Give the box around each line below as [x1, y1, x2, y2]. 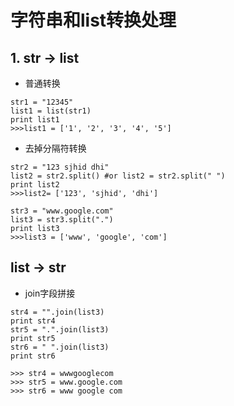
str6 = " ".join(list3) [10, 342, 110, 352]
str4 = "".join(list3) [10, 307, 105, 317]
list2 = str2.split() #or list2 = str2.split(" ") [10, 171, 226, 181]
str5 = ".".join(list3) [10, 324, 110, 335]
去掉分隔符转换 [24, 142, 87, 154]
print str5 [10, 333, 56, 343]
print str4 [10, 316, 56, 326]
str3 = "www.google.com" [10, 206, 114, 216]
